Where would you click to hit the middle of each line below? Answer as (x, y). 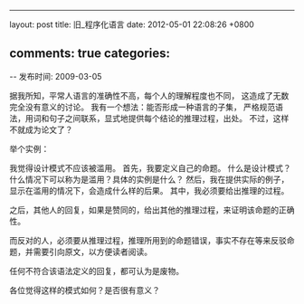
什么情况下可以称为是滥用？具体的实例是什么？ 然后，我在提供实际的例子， (149, 179)
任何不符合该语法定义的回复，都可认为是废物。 (96, 271)
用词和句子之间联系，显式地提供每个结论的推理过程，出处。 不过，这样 (157, 118)
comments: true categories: (90, 54)
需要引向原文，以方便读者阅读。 (92, 252)
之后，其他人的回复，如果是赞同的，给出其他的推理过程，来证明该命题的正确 (152, 210)
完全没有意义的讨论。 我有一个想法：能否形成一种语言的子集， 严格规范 (142, 107)
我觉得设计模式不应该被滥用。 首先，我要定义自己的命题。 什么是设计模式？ (150, 167)
